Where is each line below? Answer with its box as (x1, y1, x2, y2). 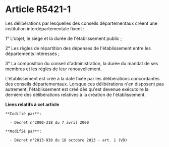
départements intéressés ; (5, 51, 60, 57)
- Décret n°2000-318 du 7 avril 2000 (10, 120, 89, 125)
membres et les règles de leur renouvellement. (5, 66, 102, 72)
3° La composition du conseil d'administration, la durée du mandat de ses (5, 60, 158, 66)
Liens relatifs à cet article (5, 101, 60, 107)
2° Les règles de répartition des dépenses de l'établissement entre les (5, 45, 151, 51)
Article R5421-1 (5, 4, 71, 15)
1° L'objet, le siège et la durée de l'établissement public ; (5, 35, 122, 41)
